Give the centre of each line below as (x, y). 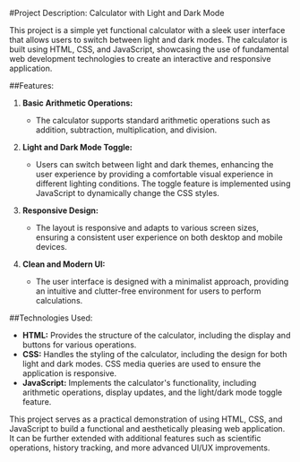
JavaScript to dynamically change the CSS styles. (127, 193)
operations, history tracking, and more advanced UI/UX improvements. (140, 448)
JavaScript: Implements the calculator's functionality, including (139, 383)
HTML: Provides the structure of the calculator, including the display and (156, 335)
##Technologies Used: (51, 318)
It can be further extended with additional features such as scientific (135, 438)
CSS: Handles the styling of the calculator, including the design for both (154, 354)
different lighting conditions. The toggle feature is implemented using (163, 184)
